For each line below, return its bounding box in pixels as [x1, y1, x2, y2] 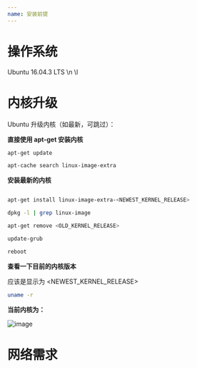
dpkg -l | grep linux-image [7, 209, 91, 217]
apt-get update [7, 149, 53, 156]
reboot [7, 248, 27, 255]
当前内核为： [7, 305, 45, 314]
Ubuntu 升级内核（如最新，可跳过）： [7, 119, 116, 129]
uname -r [7, 291, 34, 299]
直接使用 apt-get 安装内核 [7, 135, 84, 144]
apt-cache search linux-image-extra [7, 162, 116, 169]
